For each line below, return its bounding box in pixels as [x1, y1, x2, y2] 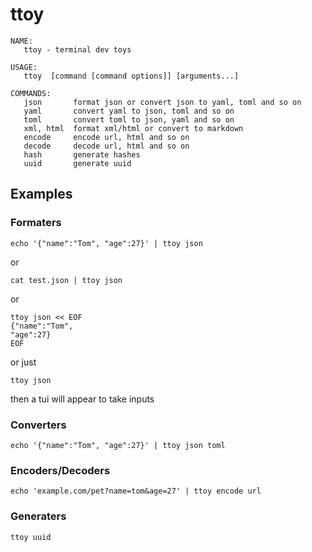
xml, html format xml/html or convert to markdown [23, 123, 244, 133]
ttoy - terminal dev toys [23, 44, 132, 55]
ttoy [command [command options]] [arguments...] [23, 71, 240, 81]
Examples [10, 186, 73, 203]
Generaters [10, 509, 67, 523]
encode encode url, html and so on [23, 132, 190, 142]
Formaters [10, 216, 62, 230]
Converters [10, 418, 67, 432]
